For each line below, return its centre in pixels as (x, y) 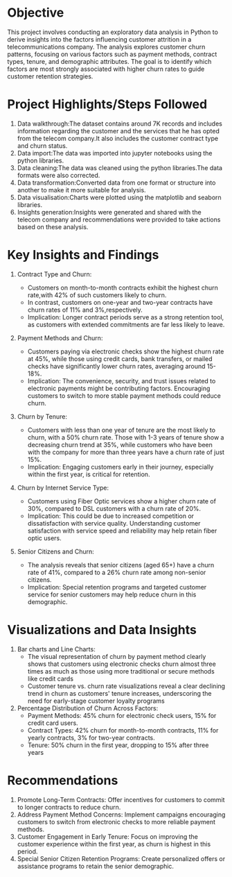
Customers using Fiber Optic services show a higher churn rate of (122, 501)
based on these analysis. (53, 226)
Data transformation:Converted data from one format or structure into (116, 183)
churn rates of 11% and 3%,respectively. (85, 310)
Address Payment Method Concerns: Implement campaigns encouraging (121, 815)
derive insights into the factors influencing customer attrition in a (99, 39)
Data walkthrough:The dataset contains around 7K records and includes (120, 124)
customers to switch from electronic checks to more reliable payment (116, 821)
